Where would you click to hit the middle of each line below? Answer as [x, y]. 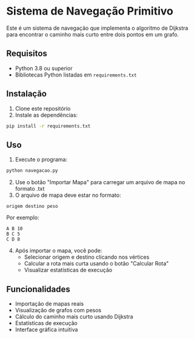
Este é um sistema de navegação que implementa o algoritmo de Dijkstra [97, 28]
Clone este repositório [43, 108]
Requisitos [27, 54]
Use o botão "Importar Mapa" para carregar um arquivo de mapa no [100, 182]
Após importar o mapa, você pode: [59, 251]
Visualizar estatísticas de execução [68, 270]
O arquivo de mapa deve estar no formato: [68, 195]
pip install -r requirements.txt [48, 126]
